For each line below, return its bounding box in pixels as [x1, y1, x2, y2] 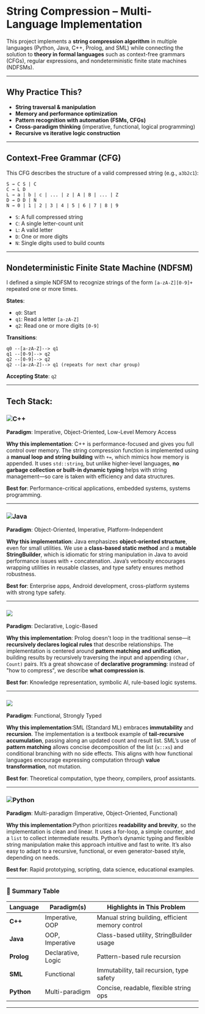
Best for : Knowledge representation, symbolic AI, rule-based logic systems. [6, 678, 197, 686]
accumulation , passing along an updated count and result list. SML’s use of [6, 737, 196, 744]
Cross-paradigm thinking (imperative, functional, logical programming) [15, 122, 196, 130]
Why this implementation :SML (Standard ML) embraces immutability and [6, 724, 194, 731]
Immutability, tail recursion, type [96, 966, 189, 974]
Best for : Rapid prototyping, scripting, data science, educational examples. [6, 866, 195, 873]
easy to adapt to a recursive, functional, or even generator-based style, [6, 847, 186, 855]
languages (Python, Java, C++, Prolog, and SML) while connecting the [6, 44, 184, 51]
